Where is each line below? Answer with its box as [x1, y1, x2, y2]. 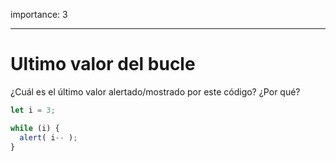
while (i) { [10, 123, 60, 133]
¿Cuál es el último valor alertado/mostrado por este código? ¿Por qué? [10, 85, 301, 98]
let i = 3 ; [10, 105, 56, 115]
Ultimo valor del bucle [10, 53, 196, 76]
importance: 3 [10, 9, 68, 20]
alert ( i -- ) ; [19, 132, 78, 143]
